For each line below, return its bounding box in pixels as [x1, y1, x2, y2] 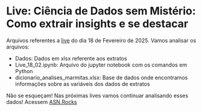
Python [14, 67, 33, 74]
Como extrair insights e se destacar [6, 17, 189, 31]
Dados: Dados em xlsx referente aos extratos [14, 55, 128, 62]
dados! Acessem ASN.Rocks [6, 98, 77, 106]
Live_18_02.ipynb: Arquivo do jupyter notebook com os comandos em [14, 61, 188, 68]
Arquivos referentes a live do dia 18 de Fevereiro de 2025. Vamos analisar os [6, 37, 197, 44]
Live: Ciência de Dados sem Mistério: [6, 4, 196, 18]
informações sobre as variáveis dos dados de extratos [14, 80, 150, 88]
